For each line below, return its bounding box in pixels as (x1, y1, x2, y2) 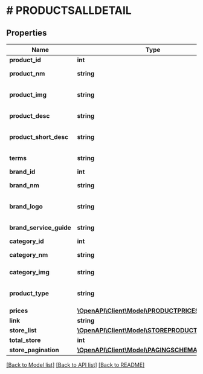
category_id (9, 237, 44, 245)
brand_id (9, 167, 36, 176)
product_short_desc (9, 133, 68, 141)
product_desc (9, 112, 50, 120)
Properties (6, 28, 47, 38)
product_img (9, 91, 47, 98)
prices (9, 306, 28, 315)
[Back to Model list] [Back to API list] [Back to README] (6, 361, 145, 369)
